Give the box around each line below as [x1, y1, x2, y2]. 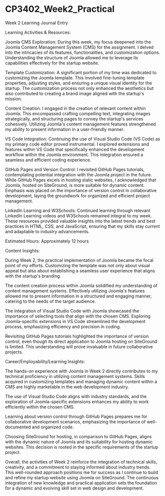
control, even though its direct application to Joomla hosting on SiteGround [5, 338, 158, 344]
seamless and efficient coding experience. [5, 157, 92, 163]
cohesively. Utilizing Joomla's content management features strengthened [5, 121, 156, 127]
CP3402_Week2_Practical [5, 3, 115, 15]
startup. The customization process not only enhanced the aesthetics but [5, 85, 154, 91]
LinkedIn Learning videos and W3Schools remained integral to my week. [5, 212, 152, 218]
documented [5, 424, 31, 430]
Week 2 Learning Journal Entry [5, 20, 68, 26]
